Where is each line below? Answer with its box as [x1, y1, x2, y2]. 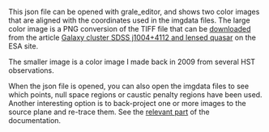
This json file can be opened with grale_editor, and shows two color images [8, 7, 260, 16]
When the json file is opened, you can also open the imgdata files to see [8, 81, 250, 91]
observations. [8, 66, 54, 75]
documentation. [8, 116, 62, 125]
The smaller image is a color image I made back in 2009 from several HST [8, 57, 256, 66]
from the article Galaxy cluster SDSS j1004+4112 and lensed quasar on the [8, 32, 257, 42]
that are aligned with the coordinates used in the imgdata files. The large [8, 15, 250, 25]
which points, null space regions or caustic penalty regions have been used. [8, 90, 263, 100]
